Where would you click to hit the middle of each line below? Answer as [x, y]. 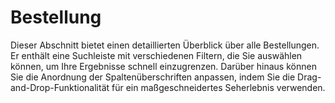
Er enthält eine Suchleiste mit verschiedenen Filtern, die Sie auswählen [156, 55]
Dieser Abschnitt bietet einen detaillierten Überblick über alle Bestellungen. [165, 45]
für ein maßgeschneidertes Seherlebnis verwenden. [218, 87]
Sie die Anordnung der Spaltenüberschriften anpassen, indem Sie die [153, 77]
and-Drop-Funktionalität [60, 87]
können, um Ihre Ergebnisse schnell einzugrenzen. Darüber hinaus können [163, 66]
